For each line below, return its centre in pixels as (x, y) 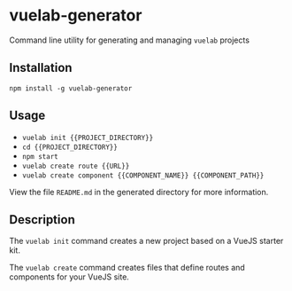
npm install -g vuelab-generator (71, 88)
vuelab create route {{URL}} (76, 166)
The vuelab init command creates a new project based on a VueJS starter (146, 241)
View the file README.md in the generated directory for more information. (139, 192)
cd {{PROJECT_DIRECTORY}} (69, 147)
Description (42, 220)
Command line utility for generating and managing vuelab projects (130, 40)
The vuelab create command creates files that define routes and (127, 268)
